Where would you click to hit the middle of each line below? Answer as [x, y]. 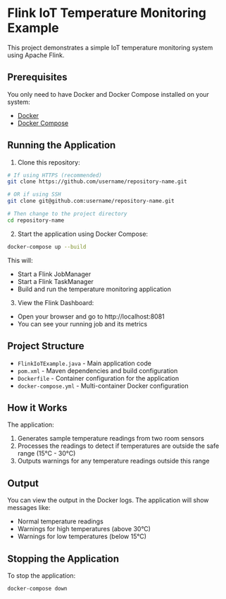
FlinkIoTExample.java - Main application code [84, 363]
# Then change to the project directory [68, 214]
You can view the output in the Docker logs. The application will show [108, 500]
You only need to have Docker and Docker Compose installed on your [108, 94]
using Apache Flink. [36, 55]
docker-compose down [38, 588]
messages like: [29, 508]
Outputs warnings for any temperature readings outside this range [113, 461]
